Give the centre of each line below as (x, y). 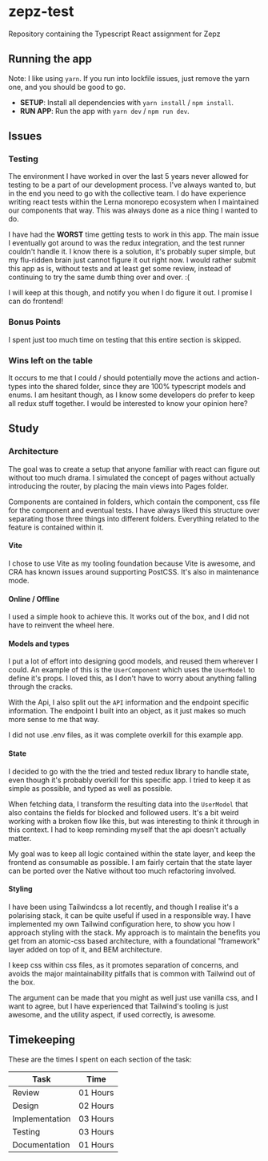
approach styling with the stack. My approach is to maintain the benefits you (134, 932)
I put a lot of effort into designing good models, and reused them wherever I (133, 661)
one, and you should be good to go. (67, 87)
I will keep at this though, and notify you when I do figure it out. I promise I (130, 293)
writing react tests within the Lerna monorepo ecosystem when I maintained (134, 202)
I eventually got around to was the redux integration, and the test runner (127, 243)
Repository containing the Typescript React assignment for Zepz (114, 34)
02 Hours (96, 1106)
